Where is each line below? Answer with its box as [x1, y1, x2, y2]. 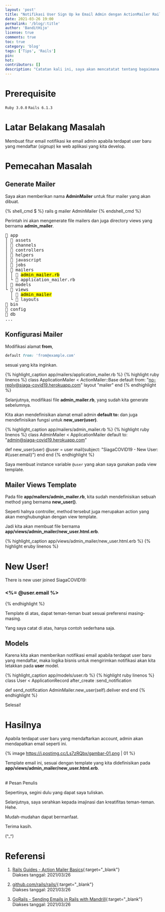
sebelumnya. [5, 402, 31, 408]
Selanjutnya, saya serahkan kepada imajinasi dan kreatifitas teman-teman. [5, 799, 155, 805]
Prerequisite [5, 88, 56, 99]
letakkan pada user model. [5, 663, 59, 669]
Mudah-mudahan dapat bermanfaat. [5, 814, 79, 820]
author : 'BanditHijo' [5, 26, 50, 31]
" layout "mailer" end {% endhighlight [80, 382, 156, 388]
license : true [5, 30, 34, 35]
